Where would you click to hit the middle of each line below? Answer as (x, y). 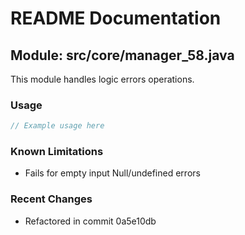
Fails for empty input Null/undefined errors (112, 173)
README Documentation (116, 18)
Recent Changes (51, 199)
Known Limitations (57, 152)
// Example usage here (57, 126)
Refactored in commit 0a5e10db (90, 221)
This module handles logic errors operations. (102, 79)
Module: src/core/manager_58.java (122, 55)
